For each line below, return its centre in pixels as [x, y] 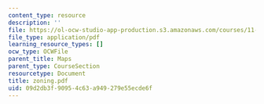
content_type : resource [47, 15]
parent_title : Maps [40, 59]
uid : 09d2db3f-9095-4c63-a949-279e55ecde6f [81, 88]
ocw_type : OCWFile [38, 52]
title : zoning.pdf [38, 81]
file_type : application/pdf [54, 37]
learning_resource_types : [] [56, 45]
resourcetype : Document [47, 74]
